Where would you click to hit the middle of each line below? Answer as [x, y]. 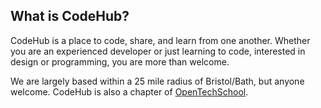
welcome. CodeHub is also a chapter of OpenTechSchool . [129, 91]
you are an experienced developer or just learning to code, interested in [158, 51]
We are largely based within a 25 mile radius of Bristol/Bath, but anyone [157, 81]
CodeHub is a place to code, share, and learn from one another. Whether [160, 40]
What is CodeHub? [70, 16]
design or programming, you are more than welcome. [120, 61]
